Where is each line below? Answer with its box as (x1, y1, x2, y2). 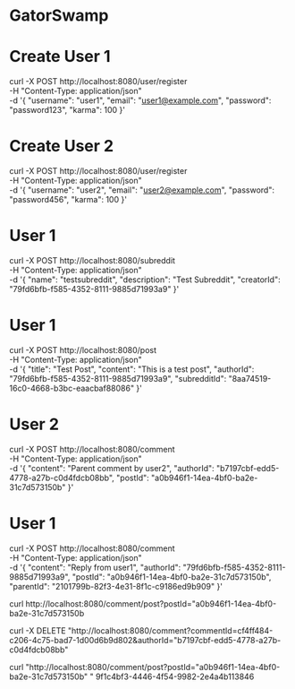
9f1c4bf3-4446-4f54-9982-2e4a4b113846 (95, 671, 255, 682)
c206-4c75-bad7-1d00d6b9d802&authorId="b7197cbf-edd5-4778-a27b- (9, 634, 282, 645)
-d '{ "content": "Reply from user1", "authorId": (9, 562, 181, 573)
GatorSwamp (9, 5, 109, 26)
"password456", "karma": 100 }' (9, 194, 128, 205)
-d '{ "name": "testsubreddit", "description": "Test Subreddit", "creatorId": (9, 274, 281, 285)
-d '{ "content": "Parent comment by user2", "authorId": (9, 462, 215, 473)
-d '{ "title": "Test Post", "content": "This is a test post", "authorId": (9, 364, 255, 375)
